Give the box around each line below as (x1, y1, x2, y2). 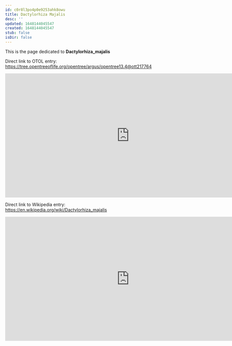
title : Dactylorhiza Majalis (5, 12, 65, 17)
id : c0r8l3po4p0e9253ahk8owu (5, 7, 65, 12)
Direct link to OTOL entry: (5, 58, 57, 64)
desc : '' (5, 16, 23, 21)
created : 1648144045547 (5, 26, 55, 31)
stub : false (5, 30, 30, 35)
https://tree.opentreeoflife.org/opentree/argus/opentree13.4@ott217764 (5, 63, 152, 69)
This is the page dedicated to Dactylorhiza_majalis (5, 48, 111, 55)
